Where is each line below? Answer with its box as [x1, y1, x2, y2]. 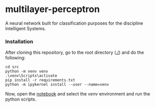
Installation [5, 38, 34, 45]
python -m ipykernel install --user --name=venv [5, 82, 109, 87]
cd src [5, 64, 19, 70]
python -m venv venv [5, 69, 49, 74]
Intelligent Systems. [5, 25, 46, 31]
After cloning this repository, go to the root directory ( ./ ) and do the [5, 49, 144, 56]
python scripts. [5, 96, 37, 102]
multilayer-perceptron [5, 4, 100, 15]
